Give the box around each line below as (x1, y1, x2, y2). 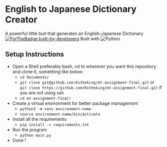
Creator (5, 14, 38, 25)
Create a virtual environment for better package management (12, 100, 138, 106)
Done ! (12, 137, 26, 143)
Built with (80, 36, 99, 42)
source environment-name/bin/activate (19, 112, 100, 117)
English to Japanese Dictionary (5, 3, 137, 15)
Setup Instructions (5, 50, 64, 59)
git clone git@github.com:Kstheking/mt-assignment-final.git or (19, 79, 155, 85)
